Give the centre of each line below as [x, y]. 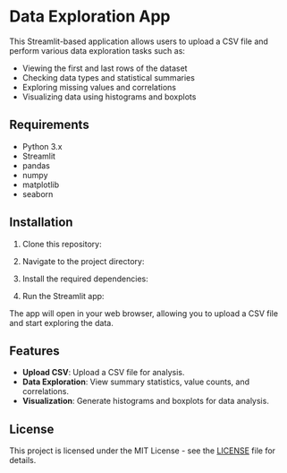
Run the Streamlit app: [63, 296]
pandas [36, 165]
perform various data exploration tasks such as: [97, 50]
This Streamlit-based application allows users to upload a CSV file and [139, 41]
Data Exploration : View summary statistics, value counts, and [136, 382]
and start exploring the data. [61, 322]
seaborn [38, 193]
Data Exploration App [90, 17]
